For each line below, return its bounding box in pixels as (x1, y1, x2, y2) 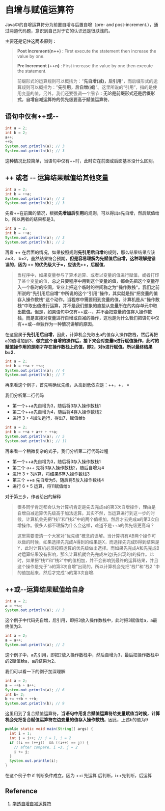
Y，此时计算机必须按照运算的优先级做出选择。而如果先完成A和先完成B (17, 545, 160, 551)
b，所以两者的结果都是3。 (5, 216, 58, 222)
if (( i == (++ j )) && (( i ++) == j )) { (9, 740, 89, 745)
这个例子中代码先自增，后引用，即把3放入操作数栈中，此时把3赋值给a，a (5, 617, 153, 623)
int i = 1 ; (9, 731, 32, 736)
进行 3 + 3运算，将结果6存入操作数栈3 (12, 471, 90, 477)
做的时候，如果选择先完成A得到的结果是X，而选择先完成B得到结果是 (21, 539, 160, 545)
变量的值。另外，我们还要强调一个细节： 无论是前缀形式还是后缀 (21, 90, 151, 96)
